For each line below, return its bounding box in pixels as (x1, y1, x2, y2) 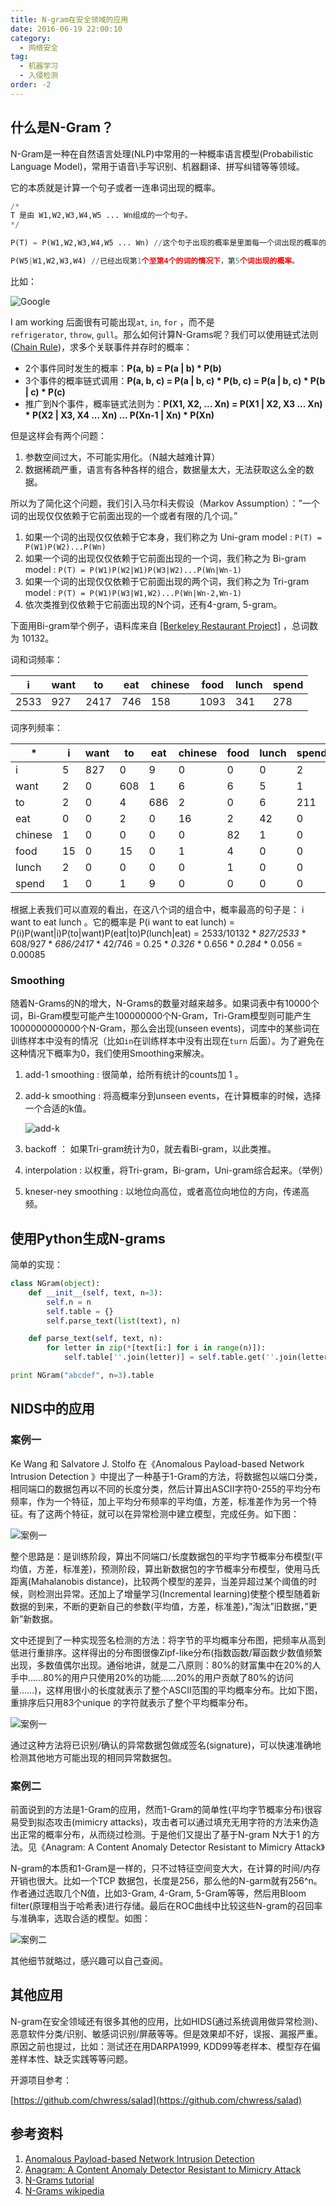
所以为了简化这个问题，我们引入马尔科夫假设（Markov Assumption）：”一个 (10, 497, 320, 509)
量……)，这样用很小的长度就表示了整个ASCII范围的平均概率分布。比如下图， (10, 1684, 323, 1696)
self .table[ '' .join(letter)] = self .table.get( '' (63, 1352, 275, 1363)
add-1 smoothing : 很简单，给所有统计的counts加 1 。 (24, 1069, 244, 1081)
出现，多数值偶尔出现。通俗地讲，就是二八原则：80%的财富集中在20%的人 (10, 1659, 322, 1671)
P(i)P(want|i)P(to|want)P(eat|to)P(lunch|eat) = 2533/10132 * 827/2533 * (10, 927, 307, 939)
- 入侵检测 (19, 71, 59, 81)
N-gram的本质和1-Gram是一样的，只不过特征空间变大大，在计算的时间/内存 (10, 1862, 321, 1874)
